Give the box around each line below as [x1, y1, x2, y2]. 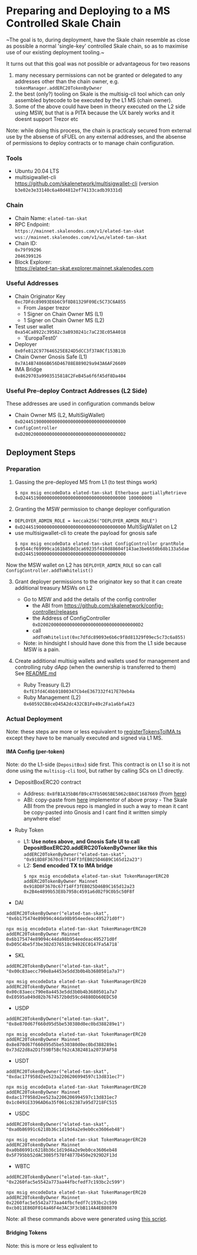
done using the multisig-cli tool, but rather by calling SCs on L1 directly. [6, 767, 184, 774]
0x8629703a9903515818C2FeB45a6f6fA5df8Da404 [14, 373, 126, 379]
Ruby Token [14, 827, 44, 834]
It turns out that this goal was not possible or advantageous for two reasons [6, 60, 191, 67]
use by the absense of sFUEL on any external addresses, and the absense [6, 133, 187, 140]
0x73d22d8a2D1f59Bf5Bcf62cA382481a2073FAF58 [6, 1047, 117, 1053]
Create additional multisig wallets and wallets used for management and [14, 657, 190, 664]
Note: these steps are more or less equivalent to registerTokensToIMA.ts [6, 728, 182, 735]
